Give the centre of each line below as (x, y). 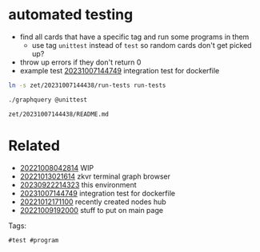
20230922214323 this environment (78, 184)
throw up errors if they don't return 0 (80, 62)
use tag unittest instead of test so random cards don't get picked (142, 45)
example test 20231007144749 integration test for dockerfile (120, 70)
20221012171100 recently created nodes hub (93, 202)
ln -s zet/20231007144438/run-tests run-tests (87, 85)
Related (34, 146)
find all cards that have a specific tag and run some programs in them (134, 37)
